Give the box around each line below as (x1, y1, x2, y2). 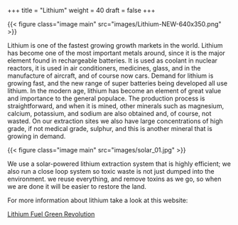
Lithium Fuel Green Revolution (7, 210, 95, 218)
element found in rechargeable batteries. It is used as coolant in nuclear (7, 56, 218, 65)
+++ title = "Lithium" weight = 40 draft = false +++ (7, 6, 156, 14)
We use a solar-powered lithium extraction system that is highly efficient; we (7, 159, 231, 168)
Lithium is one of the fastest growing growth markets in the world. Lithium (7, 41, 223, 49)
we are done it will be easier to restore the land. (7, 182, 147, 191)
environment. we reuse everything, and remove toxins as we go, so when (7, 174, 222, 183)
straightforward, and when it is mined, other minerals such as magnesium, (7, 102, 225, 110)
